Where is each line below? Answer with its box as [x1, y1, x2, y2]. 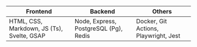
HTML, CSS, [9, 17, 43, 25]
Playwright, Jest [135, 32, 181, 39]
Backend [90, 8, 116, 15]
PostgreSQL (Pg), [74, 24, 123, 32]
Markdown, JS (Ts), [9, 24, 63, 32]
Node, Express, [74, 17, 117, 25]
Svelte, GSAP [9, 32, 46, 39]
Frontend [26, 8, 52, 15]
